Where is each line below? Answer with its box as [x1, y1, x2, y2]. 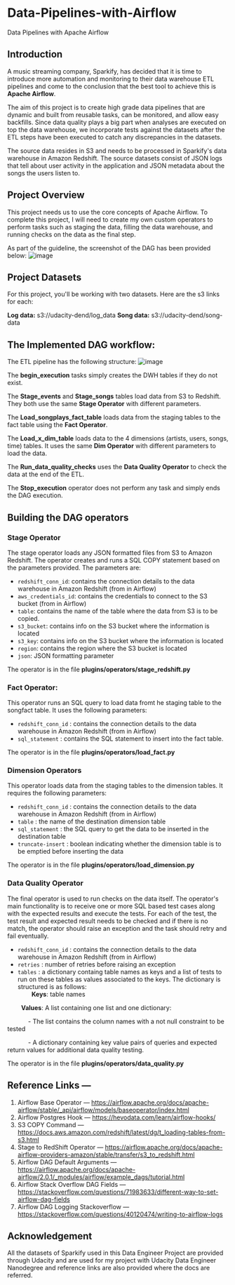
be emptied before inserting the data [17, 847, 124, 856]
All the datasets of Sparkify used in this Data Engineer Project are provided [7, 1249, 224, 1257]
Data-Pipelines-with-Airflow [7, 5, 177, 21]
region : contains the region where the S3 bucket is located [17, 644, 187, 652]
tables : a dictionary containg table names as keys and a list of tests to [17, 967, 222, 976]
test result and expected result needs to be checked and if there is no [7, 917, 208, 925]
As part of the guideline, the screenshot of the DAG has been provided [7, 243, 211, 252]
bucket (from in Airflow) [17, 599, 87, 607]
